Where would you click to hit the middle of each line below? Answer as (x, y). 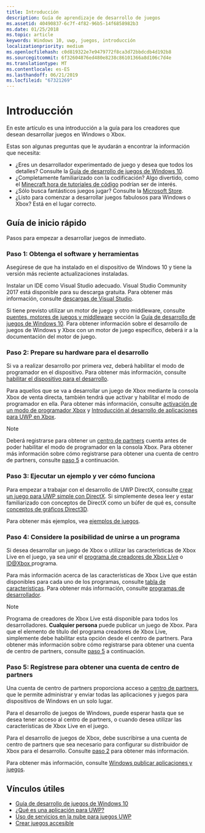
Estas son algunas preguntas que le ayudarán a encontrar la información (98, 146)
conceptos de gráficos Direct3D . (48, 509)
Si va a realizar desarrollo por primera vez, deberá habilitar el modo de (95, 366)
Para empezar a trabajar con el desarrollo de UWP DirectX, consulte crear (100, 489)
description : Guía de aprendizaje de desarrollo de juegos (83, 18)
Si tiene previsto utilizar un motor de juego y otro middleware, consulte (96, 311)
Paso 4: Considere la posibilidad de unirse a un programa (93, 537)
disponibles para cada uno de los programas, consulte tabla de (86, 582)
